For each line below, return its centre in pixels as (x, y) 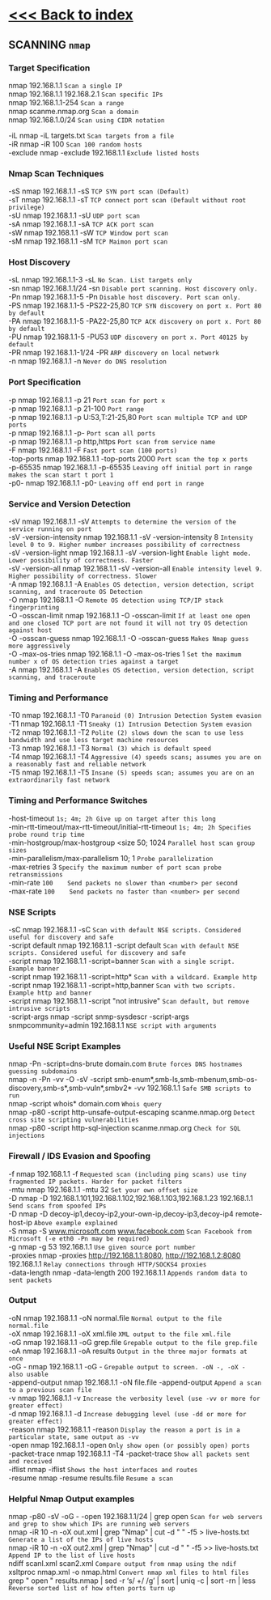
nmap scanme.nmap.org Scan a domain (74, 111)
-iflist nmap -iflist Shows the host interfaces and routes (103, 1469)
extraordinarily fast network (59, 780)
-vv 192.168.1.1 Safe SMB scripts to (193, 1088)
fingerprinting (34, 608)
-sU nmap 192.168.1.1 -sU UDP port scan (74, 215)
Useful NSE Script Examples (65, 1046)
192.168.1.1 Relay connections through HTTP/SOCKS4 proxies (108, 1263)
